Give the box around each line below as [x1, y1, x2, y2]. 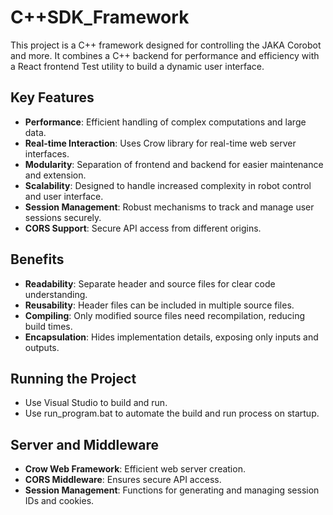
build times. [24, 320, 73, 332]
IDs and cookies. [24, 495, 95, 507]
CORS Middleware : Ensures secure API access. [24, 474, 222, 486]
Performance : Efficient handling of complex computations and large [24, 116, 307, 128]
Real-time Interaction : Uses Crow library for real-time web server [24, 137, 297, 149]
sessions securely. [24, 211, 102, 223]
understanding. [24, 288, 88, 300]
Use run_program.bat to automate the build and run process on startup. [24, 407, 320, 420]
